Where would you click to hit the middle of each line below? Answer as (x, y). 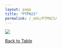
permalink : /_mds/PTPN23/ (31, 18)
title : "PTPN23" (21, 14)
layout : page (18, 9)
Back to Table (19, 41)
